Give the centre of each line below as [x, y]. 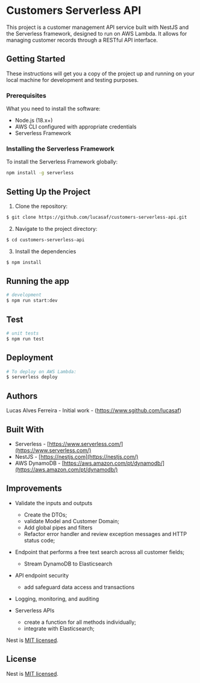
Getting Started [36, 59]
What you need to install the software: [53, 109]
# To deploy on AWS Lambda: [42, 371]
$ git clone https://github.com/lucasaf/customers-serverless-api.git [97, 218]
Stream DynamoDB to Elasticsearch [68, 564]
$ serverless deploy [32, 377]
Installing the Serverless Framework [60, 148]
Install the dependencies [45, 251]
